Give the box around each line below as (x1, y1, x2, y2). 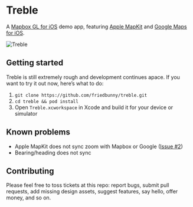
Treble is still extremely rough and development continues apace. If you (6, 73, 180, 80)
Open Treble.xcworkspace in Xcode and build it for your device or (14, 104, 174, 111)
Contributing (6, 166, 54, 176)
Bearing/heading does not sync (14, 149, 91, 156)
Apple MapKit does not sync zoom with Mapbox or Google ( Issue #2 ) (14, 143, 183, 150)
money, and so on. (6, 194, 51, 201)
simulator (14, 110, 38, 117)
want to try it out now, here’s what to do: (6, 80, 104, 87)
